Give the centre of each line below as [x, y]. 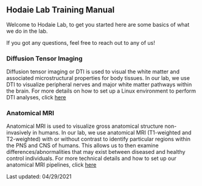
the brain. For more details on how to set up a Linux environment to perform [101, 91]
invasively [19, 133]
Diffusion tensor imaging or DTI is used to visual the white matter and [93, 71]
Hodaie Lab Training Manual [61, 10]
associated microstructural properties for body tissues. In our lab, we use [98, 78]
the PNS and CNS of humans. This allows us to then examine [83, 145]
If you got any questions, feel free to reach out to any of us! [81, 42]
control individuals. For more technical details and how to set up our [91, 158]
